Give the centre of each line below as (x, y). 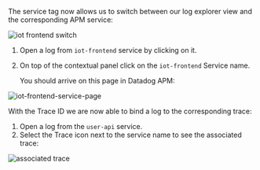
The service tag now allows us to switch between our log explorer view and (130, 11)
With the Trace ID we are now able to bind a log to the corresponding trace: (130, 111)
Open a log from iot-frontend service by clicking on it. (108, 50)
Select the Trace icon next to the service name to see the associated (130, 135)
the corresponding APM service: (61, 20)
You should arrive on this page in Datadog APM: (97, 81)
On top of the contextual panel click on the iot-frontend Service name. (135, 65)
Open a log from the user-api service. (81, 126)
